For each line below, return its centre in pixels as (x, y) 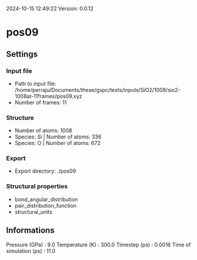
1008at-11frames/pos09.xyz (48, 96)
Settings (22, 54)
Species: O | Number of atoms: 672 (58, 143)
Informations (30, 230)
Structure (20, 117)
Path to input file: (35, 83)
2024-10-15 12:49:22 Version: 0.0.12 (50, 9)
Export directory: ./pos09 (45, 171)
